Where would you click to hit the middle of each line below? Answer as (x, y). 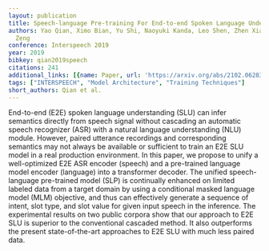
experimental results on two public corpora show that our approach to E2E (131, 215)
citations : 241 (34, 68)
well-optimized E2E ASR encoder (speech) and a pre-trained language (124, 164)
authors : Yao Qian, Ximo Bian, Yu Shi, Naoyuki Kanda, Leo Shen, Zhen (128, 30)
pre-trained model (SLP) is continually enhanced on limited (138, 181)
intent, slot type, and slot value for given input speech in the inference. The (132, 206)
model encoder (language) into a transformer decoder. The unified (118, 172)
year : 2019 (26, 53)
